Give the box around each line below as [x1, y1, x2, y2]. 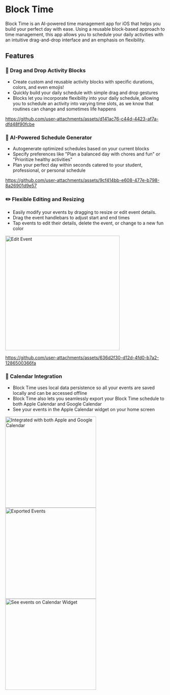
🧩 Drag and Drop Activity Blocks [5, 67, 86, 74]
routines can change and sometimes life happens [12, 106, 116, 112]
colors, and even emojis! [12, 84, 65, 90]
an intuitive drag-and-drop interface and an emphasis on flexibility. [5, 37, 146, 43]
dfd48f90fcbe [5, 121, 35, 127]
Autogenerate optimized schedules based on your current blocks [12, 145, 149, 151]
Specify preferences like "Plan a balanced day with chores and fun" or [12, 151, 160, 157]
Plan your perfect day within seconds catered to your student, [12, 162, 143, 168]
